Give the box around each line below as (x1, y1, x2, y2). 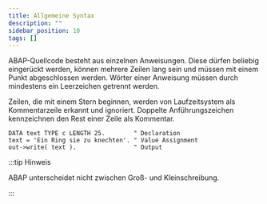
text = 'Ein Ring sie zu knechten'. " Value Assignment (8, 137, 198, 145)
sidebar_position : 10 (8, 26, 81, 34)
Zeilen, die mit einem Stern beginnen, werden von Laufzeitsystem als (8, 97, 236, 106)
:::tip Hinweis (8, 158, 51, 167)
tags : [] (8, 34, 38, 42)
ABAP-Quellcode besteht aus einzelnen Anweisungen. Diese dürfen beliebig (8, 56, 260, 66)
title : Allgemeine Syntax (8, 11, 94, 20)
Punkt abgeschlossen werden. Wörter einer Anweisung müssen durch (8, 73, 238, 82)
